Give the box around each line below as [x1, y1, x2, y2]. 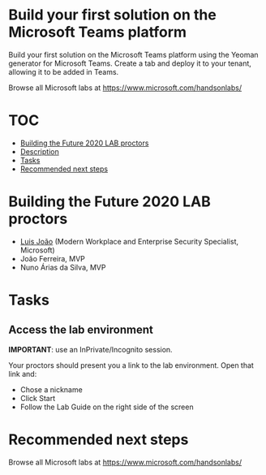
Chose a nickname [19, 384, 83, 395]
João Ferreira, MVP [19, 253, 85, 263]
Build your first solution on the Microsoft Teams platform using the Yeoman [8, 50, 259, 59]
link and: [8, 369, 37, 378]
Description [19, 146, 59, 156]
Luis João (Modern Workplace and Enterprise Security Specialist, [19, 236, 239, 246]
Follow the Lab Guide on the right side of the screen [19, 402, 194, 412]
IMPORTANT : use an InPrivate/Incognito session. [8, 344, 173, 354]
